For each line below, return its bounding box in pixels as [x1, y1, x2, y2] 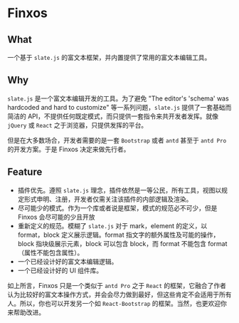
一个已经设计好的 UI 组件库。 [17, 266, 103, 275]
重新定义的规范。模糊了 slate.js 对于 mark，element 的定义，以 [17, 221, 208, 230]
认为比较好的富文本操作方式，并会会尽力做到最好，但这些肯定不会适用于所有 [7, 290, 232, 299]
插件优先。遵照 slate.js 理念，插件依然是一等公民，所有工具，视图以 [17, 185, 222, 194]
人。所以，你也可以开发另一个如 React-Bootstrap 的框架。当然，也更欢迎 [7, 299, 221, 307]
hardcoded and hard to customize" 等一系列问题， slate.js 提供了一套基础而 [7, 103, 232, 111]
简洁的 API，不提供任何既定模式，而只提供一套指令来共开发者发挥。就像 [7, 112, 219, 121]
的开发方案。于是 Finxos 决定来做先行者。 [7, 145, 130, 153]
